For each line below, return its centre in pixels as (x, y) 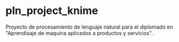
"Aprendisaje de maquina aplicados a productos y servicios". (79, 33)
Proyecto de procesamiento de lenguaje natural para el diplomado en (89, 27)
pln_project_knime (52, 11)
